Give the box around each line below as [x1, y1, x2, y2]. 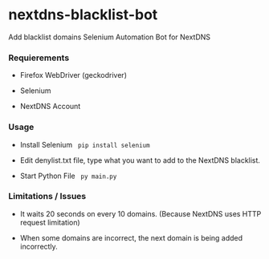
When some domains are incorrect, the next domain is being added [19, 233, 243, 242]
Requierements [8, 52, 70, 63]
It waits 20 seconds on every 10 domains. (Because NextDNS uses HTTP [19, 208, 262, 218]
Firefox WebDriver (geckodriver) [19, 71, 127, 80]
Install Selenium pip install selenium [19, 140, 150, 149]
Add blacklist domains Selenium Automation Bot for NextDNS [8, 32, 211, 42]
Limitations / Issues [8, 191, 87, 202]
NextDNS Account [19, 102, 81, 111]
